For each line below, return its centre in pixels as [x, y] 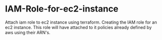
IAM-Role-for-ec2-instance [62, 9]
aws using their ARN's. [28, 32]
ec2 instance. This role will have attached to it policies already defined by [78, 27]
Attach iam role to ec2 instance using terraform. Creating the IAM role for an [81, 22]
